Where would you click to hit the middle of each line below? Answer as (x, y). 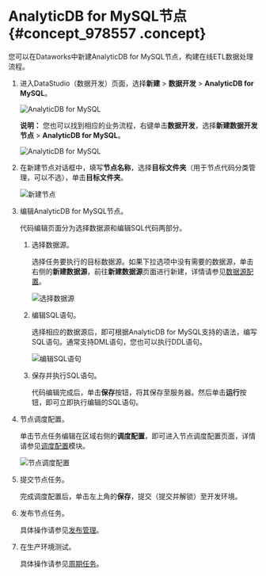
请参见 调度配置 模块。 (54, 445)
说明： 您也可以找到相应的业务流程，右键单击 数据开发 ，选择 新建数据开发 (139, 125)
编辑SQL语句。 (56, 315)
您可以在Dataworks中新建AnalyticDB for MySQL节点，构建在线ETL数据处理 (131, 56)
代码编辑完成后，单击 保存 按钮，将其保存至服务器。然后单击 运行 (135, 392)
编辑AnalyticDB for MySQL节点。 (74, 211)
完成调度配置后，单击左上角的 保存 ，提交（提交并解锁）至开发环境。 (131, 496)
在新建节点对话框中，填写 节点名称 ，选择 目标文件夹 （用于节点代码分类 (134, 167)
